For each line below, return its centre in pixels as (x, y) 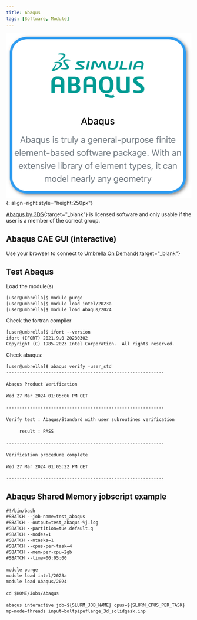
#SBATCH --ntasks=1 (30, 540)
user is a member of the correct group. (53, 221)
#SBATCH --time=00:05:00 (36, 558)
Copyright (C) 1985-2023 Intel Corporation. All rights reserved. (91, 344)
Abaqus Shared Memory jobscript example (86, 497)
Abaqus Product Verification (42, 384)
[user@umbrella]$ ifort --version (49, 332)
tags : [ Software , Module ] (38, 19)
